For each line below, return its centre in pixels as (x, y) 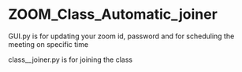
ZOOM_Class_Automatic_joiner (113, 14)
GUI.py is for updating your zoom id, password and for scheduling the (121, 36)
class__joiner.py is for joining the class (70, 59)
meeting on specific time (48, 44)
